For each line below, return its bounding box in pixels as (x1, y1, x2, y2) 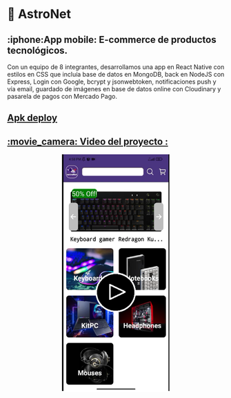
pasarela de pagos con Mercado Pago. (7, 93, 117, 100)
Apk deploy (7, 112, 57, 124)
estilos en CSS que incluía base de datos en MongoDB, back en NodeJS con (7, 70, 225, 78)
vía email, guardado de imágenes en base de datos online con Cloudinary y (7, 85, 221, 93)
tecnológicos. (7, 44, 68, 56)
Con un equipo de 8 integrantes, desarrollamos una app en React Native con (7, 63, 225, 71)
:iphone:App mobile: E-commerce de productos (7, 34, 217, 46)
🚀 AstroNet (7, 6, 71, 22)
